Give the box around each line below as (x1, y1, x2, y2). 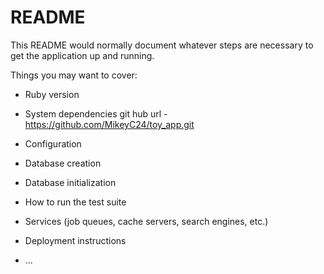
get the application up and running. (10, 49, 155, 61)
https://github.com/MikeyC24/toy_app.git (24, 118, 195, 130)
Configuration (24, 137, 82, 150)
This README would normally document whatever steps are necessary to (10, 39, 314, 51)
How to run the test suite (24, 196, 127, 208)
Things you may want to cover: (10, 69, 138, 81)
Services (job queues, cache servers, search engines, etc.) (24, 215, 269, 227)
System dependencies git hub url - (24, 107, 168, 120)
